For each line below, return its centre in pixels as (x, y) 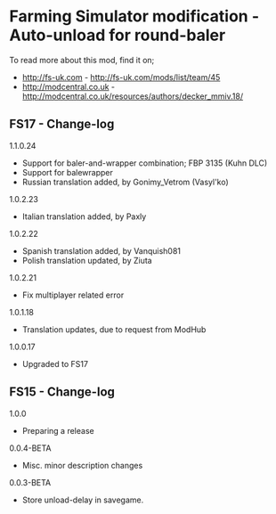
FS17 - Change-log (62, 124)
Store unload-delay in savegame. (83, 500)
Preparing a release (58, 430)
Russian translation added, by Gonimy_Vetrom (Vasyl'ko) (125, 182)
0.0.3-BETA (30, 482)
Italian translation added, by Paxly (84, 216)
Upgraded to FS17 (55, 363)
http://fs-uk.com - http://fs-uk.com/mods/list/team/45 (121, 77)
